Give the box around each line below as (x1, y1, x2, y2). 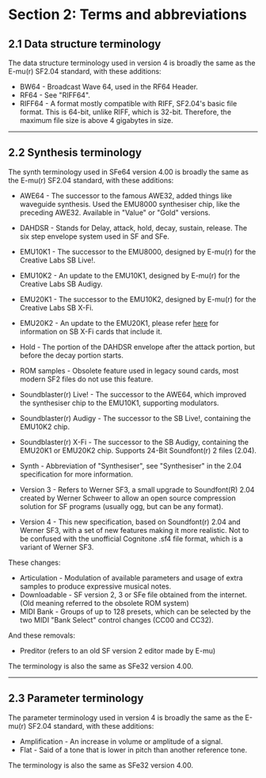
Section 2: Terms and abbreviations (8, 6, 248, 24)
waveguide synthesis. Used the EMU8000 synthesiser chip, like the (19, 199, 240, 209)
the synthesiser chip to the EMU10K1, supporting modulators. (19, 398, 219, 408)
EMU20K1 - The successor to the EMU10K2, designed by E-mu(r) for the (19, 294, 256, 304)
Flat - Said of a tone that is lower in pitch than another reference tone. (19, 745, 248, 754)
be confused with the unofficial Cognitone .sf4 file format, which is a (19, 534, 244, 543)
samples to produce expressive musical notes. (19, 581, 172, 591)
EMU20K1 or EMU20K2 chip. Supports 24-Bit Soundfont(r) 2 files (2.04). (19, 446, 257, 455)
